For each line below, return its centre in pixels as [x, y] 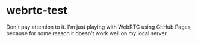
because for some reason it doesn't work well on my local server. [87, 33]
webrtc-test [37, 10]
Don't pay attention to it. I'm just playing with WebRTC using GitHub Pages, [99, 27]
